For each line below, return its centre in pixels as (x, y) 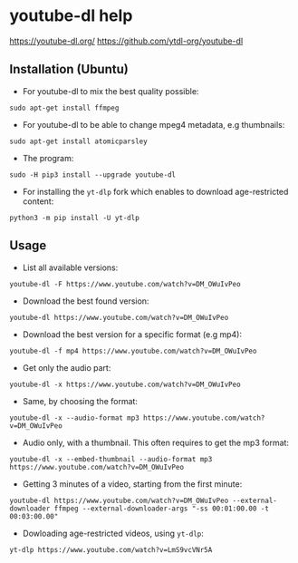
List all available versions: (70, 267)
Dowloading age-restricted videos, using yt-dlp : (113, 533)
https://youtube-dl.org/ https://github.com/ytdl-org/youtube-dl (126, 41)
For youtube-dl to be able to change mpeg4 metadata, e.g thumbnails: (154, 124)
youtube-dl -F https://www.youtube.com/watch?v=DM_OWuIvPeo (125, 284)
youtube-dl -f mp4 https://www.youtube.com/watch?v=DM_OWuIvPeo (133, 351)
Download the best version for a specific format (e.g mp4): (132, 334)
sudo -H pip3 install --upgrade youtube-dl (93, 175)
